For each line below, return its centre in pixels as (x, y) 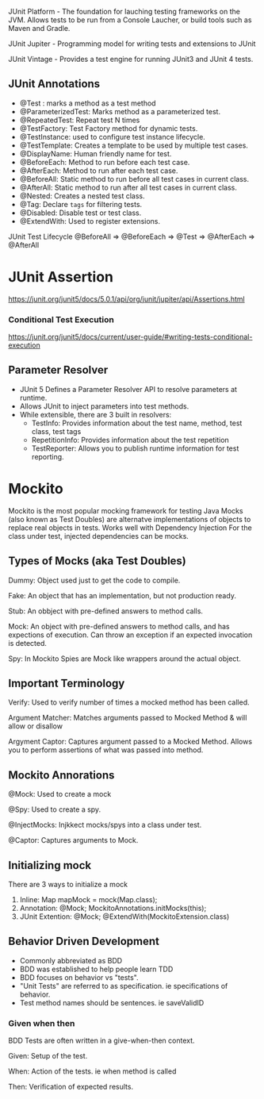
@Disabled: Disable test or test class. (80, 213)
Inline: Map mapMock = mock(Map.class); (88, 900)
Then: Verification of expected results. (71, 1087)
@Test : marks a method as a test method (88, 103)
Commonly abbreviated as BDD (71, 960)
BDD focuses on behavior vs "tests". (79, 977)
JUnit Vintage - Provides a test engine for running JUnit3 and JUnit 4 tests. (131, 59)
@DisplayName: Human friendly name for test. (96, 153)
